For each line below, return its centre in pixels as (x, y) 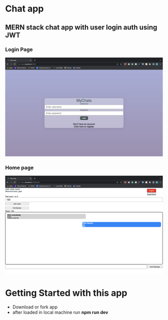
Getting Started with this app (66, 293)
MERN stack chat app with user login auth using (81, 27)
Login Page (19, 49)
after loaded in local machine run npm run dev (60, 312)
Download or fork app (35, 307)
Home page (19, 168)
